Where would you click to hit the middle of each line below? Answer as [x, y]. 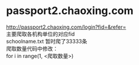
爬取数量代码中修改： [32, 49]
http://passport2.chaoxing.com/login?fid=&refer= [66, 27]
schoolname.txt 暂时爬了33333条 [47, 41]
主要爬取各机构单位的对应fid [41, 34]
